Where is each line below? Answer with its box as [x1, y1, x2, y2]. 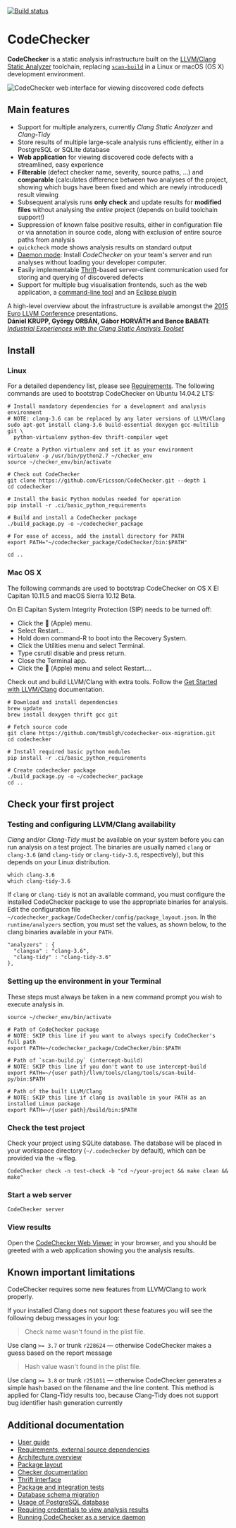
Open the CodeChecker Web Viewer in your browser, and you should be [7, 1238, 217, 1247]
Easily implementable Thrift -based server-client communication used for [17, 265, 229, 274]
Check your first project [7, 799, 114, 811]
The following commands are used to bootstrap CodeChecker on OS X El [7, 584, 219, 592]
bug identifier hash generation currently [7, 1399, 123, 1407]
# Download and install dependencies [7, 698, 118, 706]
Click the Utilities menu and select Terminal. [17, 641, 145, 650]
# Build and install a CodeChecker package [7, 515, 137, 522]
